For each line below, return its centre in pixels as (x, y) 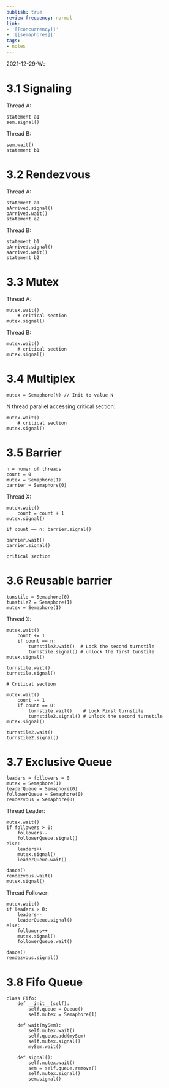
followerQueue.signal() (48, 839)
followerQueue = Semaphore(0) (45, 795)
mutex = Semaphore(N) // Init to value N (60, 395)
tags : (13, 41)
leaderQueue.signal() (45, 920)
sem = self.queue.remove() (63, 1068)
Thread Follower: (28, 893)
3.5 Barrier (34, 453)
